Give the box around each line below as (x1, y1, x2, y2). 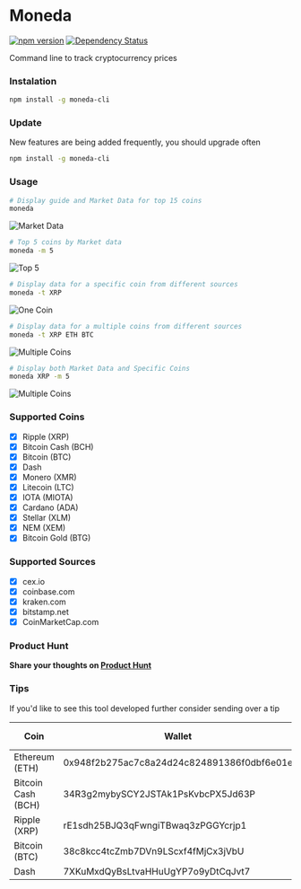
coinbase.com (21, 585, 75, 597)
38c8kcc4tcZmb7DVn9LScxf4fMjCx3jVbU (63, 845, 245, 858)
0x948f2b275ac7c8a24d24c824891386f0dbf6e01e (63, 756, 294, 769)
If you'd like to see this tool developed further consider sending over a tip (9, 702, 280, 714)
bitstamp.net (21, 606, 69, 617)
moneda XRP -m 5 (9, 372, 70, 382)
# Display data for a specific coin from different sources (9, 280, 239, 289)
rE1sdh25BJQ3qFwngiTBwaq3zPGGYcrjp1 (63, 819, 247, 832)
